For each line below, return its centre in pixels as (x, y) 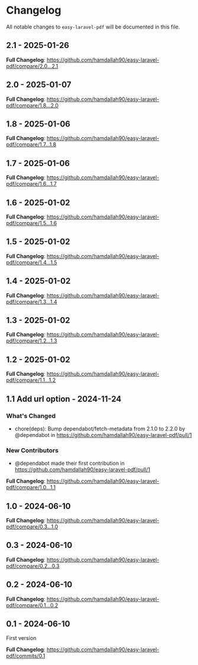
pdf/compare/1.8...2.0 (33, 105)
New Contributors (33, 450)
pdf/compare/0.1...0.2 (32, 605)
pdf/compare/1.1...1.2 (31, 380)
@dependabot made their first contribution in (70, 463)
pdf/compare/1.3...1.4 (32, 302)
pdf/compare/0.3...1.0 (32, 527)
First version (21, 638)
